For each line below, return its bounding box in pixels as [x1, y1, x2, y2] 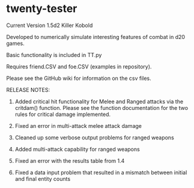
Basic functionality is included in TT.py [6, 51, 102, 58]
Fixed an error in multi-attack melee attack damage [14, 122, 142, 129]
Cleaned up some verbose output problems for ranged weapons [14, 134, 174, 141]
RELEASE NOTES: [6, 86, 50, 93]
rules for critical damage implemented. [14, 111, 111, 118]
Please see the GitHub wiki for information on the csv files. [6, 74, 151, 82]
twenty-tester [6, 2, 77, 16]
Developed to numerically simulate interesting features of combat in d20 [6, 33, 185, 40]
